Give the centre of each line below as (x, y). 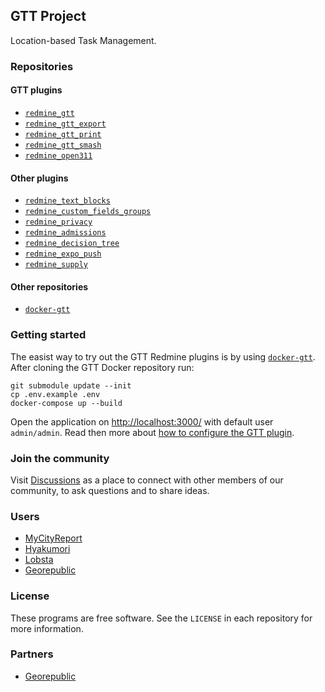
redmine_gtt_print (63, 134)
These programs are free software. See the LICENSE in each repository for (161, 618)
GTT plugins (36, 90)
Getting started (48, 335)
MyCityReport (53, 538)
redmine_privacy (58, 222)
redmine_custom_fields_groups (88, 212)
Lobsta (39, 560)
